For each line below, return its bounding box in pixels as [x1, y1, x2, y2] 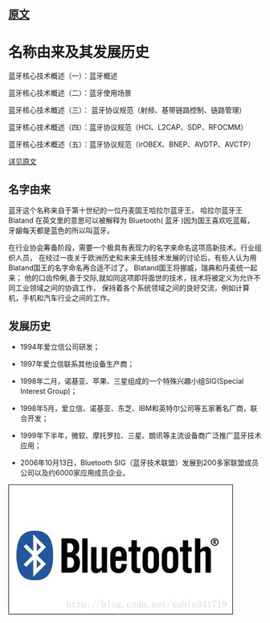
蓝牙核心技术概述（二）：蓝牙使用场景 [8, 88, 132, 98]
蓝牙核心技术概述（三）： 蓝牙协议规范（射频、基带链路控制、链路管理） [8, 106, 247, 115]
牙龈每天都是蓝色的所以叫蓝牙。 [8, 226, 114, 235]
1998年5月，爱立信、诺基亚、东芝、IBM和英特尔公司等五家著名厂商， [19, 403, 251, 413]
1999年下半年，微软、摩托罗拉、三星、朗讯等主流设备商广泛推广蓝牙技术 [19, 430, 262, 440]
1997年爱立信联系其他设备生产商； [19, 359, 135, 368]
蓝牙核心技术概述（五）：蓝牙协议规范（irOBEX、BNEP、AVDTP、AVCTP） [8, 139, 256, 149]
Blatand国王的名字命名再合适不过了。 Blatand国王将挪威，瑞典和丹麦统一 [8, 263, 251, 272]
